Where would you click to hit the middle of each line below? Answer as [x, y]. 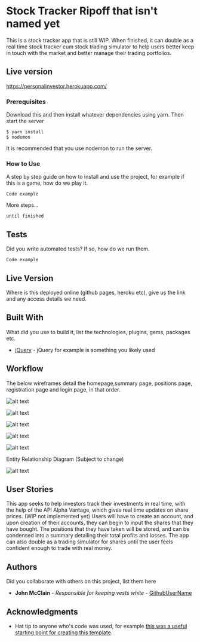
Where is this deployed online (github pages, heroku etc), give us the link [96, 292]
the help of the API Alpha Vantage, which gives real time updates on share [97, 510]
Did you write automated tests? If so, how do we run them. [78, 249]
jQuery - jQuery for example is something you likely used [85, 350]
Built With [25, 318]
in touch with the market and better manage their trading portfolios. [89, 53]
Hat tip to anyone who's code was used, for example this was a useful [101, 626]
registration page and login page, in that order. [63, 389]
